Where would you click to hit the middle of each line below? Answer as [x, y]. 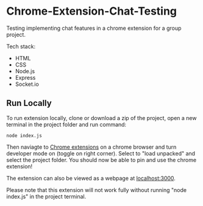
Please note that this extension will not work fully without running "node [97, 190]
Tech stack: [21, 46]
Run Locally [29, 103]
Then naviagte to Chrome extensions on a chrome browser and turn [91, 147]
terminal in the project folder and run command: [66, 124]
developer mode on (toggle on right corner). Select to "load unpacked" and [101, 153]
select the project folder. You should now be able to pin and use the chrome [101, 160]
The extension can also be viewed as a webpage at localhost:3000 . [91, 178]
